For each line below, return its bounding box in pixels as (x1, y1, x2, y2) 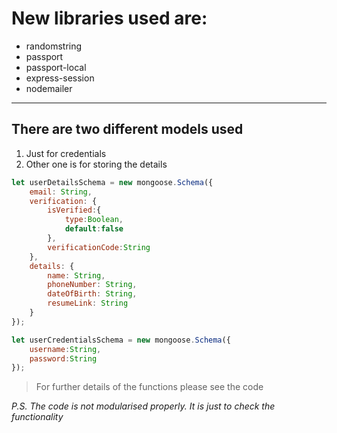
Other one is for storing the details (25, 158, 168, 170)
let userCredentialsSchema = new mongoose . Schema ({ (11, 335, 231, 345)
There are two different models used (11, 121, 244, 138)
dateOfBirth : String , (47, 289, 138, 299)
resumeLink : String (47, 298, 129, 309)
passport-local (25, 61, 87, 73)
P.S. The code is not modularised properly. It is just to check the (11, 400, 276, 412)
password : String (29, 353, 98, 364)
